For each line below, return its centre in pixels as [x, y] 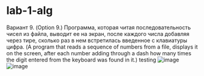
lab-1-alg [30, 11]
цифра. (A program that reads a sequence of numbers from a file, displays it [102, 47]
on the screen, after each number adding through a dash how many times [99, 53]
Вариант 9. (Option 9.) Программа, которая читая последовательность [99, 27]
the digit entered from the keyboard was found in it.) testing [81, 60]
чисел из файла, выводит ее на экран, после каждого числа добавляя [98, 33]
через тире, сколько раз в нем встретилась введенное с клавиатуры [97, 40]
